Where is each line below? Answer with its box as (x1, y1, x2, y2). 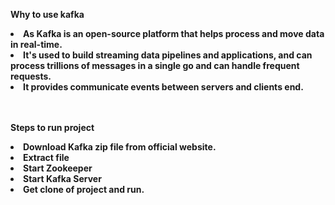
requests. (10, 70, 52, 82)
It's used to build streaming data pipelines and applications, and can (23, 49, 313, 61)
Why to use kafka (10, 9, 85, 20)
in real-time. (10, 39, 63, 50)
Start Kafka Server (23, 173, 102, 184)
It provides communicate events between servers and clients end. (23, 81, 304, 93)
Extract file (23, 152, 70, 163)
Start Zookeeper (23, 162, 93, 174)
